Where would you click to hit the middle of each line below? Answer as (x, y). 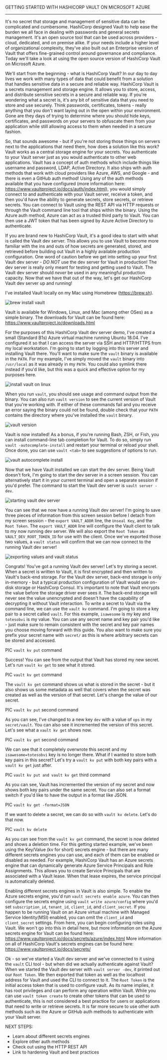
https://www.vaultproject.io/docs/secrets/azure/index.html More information (83, 939)
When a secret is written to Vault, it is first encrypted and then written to (79, 572)
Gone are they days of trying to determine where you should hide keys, (78, 116)
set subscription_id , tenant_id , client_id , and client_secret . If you (75, 907)
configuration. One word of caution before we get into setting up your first (81, 257)
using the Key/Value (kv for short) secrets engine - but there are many (77, 849)
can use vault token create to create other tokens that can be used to (78, 996)
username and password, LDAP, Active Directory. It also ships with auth (79, 168)
